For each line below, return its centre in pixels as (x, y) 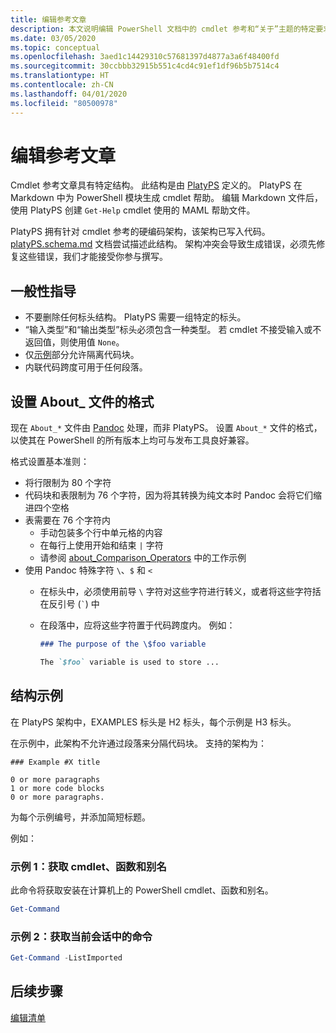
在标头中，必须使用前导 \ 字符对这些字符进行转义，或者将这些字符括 (180, 592)
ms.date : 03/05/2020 (53, 38)
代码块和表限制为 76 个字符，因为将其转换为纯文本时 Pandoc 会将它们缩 (173, 495)
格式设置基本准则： (50, 462)
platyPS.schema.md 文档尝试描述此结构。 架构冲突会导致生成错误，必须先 (163, 244)
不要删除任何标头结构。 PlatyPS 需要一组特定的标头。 (135, 317)
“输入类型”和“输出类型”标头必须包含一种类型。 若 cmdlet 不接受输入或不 (173, 330)
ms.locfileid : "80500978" (64, 103)
